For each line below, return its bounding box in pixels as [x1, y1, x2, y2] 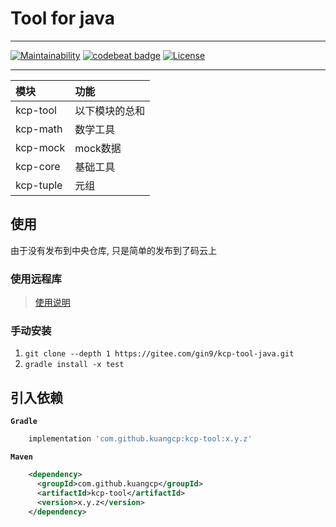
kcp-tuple [15, 178, 63, 192]
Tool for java [10, 7, 115, 30]
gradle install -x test [24, 360, 125, 370]
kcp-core [15, 159, 61, 173]
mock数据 [74, 141, 122, 155]
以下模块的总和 [74, 103, 146, 117]
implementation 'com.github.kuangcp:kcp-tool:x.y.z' [28, 434, 253, 444]
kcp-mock [15, 140, 66, 154]
